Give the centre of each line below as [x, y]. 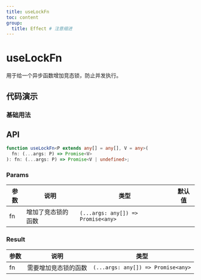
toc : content [22, 17]
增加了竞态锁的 [47, 212]
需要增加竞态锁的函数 [57, 267]
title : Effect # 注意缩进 [42, 28]
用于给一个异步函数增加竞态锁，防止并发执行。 [64, 76]
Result [16, 239]
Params [17, 174]
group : [14, 23]
